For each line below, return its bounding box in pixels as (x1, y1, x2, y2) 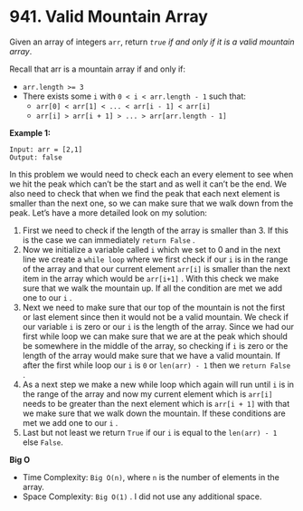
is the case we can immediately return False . (22, 234, 196, 246)
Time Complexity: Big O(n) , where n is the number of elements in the (22, 471, 280, 482)
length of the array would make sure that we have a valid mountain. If (22, 350, 280, 361)
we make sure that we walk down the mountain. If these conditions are (22, 408, 287, 419)
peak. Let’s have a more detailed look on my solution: (9, 207, 208, 218)
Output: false (9, 152, 63, 162)
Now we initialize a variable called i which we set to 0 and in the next (22, 244, 281, 255)
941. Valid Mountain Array (9, 6, 208, 27)
